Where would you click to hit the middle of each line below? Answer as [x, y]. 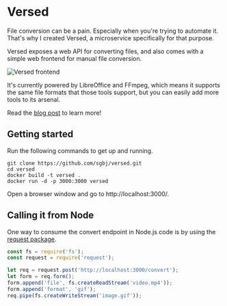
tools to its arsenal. [34, 99]
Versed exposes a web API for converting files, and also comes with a [105, 51]
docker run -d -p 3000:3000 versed [58, 181]
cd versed [21, 169]
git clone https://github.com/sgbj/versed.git [75, 163]
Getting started [40, 134]
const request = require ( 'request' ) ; [61, 258]
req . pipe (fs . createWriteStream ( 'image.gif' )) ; [75, 295]
